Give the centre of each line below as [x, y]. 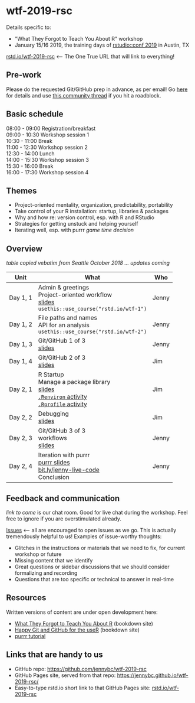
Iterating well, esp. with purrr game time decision [74, 230]
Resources [26, 598]
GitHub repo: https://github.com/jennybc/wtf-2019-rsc [81, 669]
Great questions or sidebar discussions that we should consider [92, 567]
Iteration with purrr [64, 455]
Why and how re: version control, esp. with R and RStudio [85, 217]
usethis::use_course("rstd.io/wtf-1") [92, 309]
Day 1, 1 [21, 298]
